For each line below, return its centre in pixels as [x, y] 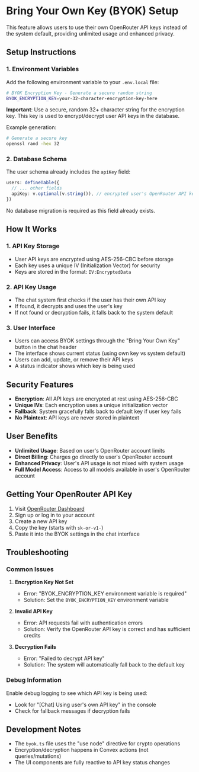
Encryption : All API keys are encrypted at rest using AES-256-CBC [97, 399]
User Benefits [32, 436]
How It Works [32, 229]
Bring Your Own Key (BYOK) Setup [92, 11]
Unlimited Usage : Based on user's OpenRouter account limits [90, 450]
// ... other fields [37, 188]
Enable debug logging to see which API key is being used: [77, 693]
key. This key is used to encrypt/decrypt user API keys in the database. [93, 116]
